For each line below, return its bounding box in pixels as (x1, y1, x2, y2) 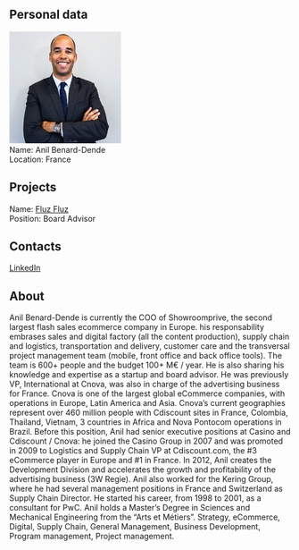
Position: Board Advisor (9, 213, 96, 224)
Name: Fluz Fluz (9, 203, 70, 214)
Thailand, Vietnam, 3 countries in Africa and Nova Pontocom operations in (9, 417, 283, 427)
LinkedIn (9, 263, 41, 274)
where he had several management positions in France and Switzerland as (9, 483, 283, 495)
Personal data (9, 7, 88, 22)
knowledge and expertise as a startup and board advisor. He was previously (9, 369, 289, 380)
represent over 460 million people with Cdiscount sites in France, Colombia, (9, 407, 288, 419)
